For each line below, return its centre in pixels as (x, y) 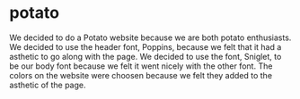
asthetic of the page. (48, 85)
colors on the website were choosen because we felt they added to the (141, 75)
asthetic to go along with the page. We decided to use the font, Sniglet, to (146, 56)
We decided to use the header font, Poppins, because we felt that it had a (146, 46)
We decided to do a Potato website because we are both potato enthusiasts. (150, 37)
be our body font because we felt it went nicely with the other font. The (141, 66)
